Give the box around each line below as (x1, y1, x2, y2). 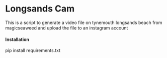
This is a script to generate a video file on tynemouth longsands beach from (5, 19, 162, 25)
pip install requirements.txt (5, 47, 61, 53)
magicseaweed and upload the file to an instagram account (5, 24, 128, 30)
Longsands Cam (5, 3, 74, 14)
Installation (5, 36, 29, 42)
